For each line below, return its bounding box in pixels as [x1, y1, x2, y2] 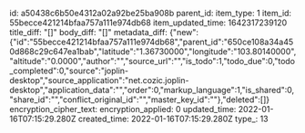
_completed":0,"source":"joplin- [9, 65, 129, 76]
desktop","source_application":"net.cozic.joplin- [9, 75, 189, 85]
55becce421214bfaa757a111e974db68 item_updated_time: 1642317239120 [9, 17, 288, 28]
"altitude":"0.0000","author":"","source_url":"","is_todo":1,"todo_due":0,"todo [9, 56, 296, 66]
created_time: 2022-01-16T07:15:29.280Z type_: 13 [77, 113, 269, 124]
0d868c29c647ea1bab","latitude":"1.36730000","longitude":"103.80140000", [9, 46, 297, 57]
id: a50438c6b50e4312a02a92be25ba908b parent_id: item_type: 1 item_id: [9, 8, 292, 18]
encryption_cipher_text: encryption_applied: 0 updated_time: [9, 104, 237, 114]
